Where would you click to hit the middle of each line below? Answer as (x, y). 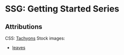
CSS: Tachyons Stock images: (35, 38)
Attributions (24, 27)
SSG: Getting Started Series (62, 9)
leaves (19, 48)
